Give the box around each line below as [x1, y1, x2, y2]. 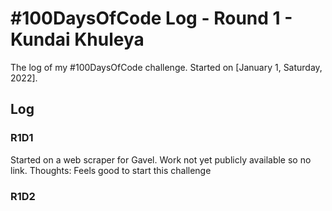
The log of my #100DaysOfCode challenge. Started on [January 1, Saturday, [10, 61, 323, 73]
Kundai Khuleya [10, 28, 145, 51]
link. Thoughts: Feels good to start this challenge [10, 164, 212, 176]
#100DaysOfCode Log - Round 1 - [10, 7, 293, 30]
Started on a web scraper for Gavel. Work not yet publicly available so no [10, 153, 312, 166]
